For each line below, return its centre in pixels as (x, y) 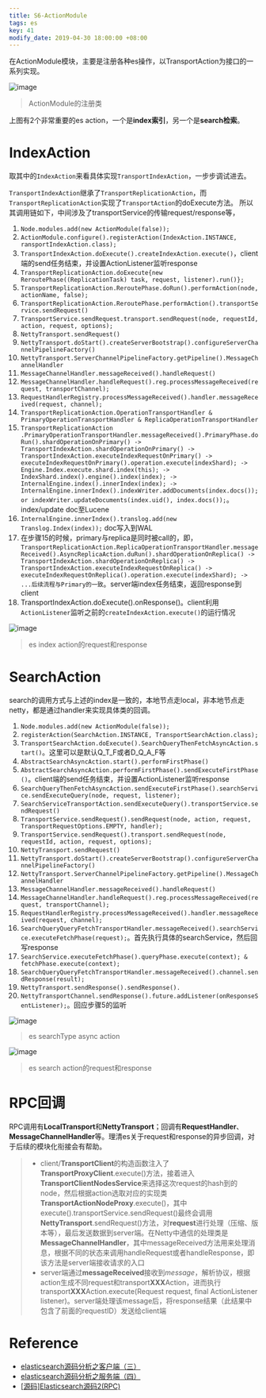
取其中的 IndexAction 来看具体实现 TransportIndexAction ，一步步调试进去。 (130, 176)
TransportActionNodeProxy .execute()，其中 (114, 1203)
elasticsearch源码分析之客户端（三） (80, 1366)
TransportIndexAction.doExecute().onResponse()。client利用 (120, 602)
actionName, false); (54, 295)
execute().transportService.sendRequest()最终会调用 (126, 1213)
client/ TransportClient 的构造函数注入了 (104, 1164)
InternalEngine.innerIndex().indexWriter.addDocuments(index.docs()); (139, 491)
